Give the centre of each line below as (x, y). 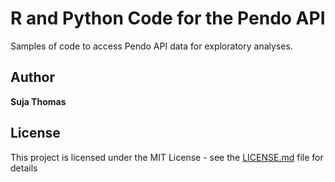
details (24, 168)
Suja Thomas (38, 101)
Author (32, 77)
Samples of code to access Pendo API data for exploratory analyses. (151, 46)
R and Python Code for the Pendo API (168, 18)
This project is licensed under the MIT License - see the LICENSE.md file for (167, 157)
